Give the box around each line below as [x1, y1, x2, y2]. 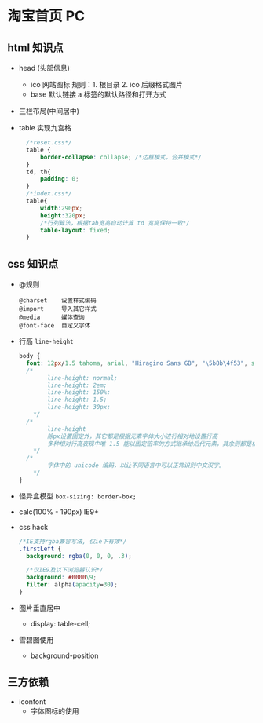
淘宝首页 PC [7, 7, 86, 25]
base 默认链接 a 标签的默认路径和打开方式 [30, 89, 166, 99]
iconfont [18, 696, 46, 707]
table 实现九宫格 [18, 123, 72, 132]
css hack [18, 522, 49, 531]
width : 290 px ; [39, 204, 83, 212]
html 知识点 [7, 41, 64, 54]
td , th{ [26, 168, 52, 176]
